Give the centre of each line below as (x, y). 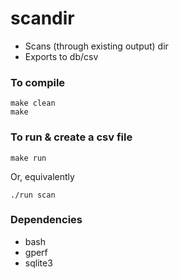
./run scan (33, 195)
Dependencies (46, 220)
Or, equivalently (42, 176)
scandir (42, 18)
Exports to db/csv (61, 56)
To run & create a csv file (71, 137)
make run (28, 158)
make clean (33, 103)
